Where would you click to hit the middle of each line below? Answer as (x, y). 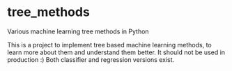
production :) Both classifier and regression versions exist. (91, 59)
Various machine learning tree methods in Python (78, 31)
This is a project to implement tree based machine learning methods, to (110, 45)
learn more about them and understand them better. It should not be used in (116, 52)
